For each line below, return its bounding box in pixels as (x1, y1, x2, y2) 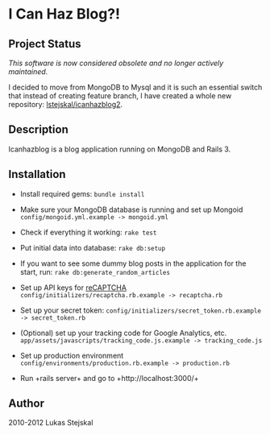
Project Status (8, 37, 82, 51)
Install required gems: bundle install (19, 188, 145, 198)
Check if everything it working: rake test (19, 227, 157, 237)
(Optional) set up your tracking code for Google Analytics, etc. (19, 328, 227, 338)
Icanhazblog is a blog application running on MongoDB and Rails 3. (8, 144, 231, 154)
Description (8, 122, 69, 137)
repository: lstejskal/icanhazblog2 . (8, 100, 123, 109)
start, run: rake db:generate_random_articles (19, 267, 171, 276)
